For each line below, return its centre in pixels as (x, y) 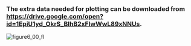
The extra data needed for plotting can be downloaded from (96, 9)
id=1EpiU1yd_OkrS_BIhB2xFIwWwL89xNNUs (73, 24)
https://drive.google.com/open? (55, 16)
